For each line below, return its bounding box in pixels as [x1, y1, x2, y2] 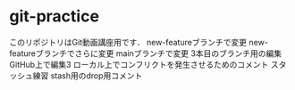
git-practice [9, 6, 100, 27]
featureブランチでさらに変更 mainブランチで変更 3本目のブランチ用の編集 [9, 47, 282, 59]
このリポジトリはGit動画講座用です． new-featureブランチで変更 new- [9, 37, 268, 47]
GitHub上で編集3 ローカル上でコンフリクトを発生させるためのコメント [9, 59, 269, 70]
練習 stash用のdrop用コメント [32, 70, 143, 81]
